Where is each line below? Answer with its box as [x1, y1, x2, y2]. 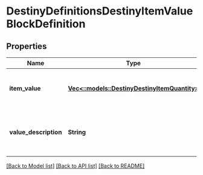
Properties [6, 41, 47, 51]
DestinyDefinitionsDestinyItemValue [6, 4, 193, 18]
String [68, 128, 86, 136]
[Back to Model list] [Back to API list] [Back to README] [6, 162, 145, 170]
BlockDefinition [6, 17, 86, 31]
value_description [9, 128, 62, 136]
